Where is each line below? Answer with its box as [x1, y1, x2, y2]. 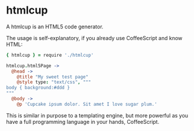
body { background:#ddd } [6, 85, 70, 91]
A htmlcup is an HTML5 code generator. [6, 23, 104, 30]
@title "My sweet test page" [17, 74, 89, 80]
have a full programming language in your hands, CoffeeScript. [6, 118, 160, 125]
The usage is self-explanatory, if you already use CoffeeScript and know [6, 34, 183, 41]
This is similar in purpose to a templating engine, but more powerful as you [6, 112, 188, 119]
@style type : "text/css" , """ [17, 79, 92, 86]
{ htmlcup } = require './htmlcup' [6, 52, 94, 58]
